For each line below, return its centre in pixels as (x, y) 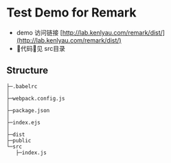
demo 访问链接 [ (39, 32)
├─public (19, 140)
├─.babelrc (22, 86)
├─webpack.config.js (36, 98)
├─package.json (28, 110)
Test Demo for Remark (71, 13)
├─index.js (31, 153)
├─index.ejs (23, 122)
